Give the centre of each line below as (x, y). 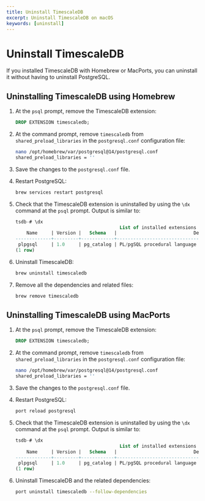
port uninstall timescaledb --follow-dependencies (81, 492)
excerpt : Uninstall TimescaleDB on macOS (60, 18)
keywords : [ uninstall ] (35, 23)
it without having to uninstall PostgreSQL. (58, 77)
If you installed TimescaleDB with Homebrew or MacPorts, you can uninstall (102, 70)
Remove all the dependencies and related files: (74, 285)
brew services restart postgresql (59, 192)
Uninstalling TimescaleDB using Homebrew (91, 96)
